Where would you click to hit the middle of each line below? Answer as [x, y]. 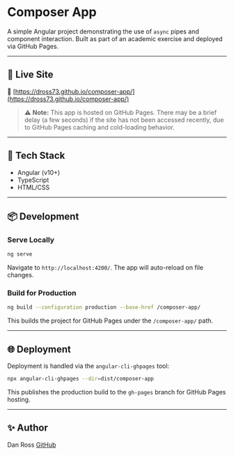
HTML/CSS [33, 187]
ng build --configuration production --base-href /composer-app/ [104, 307]
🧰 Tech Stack [36, 156]
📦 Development [43, 216]
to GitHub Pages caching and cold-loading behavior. [100, 127]
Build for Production [42, 293]
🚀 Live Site [30, 75]
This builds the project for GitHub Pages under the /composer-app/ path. [110, 321]
